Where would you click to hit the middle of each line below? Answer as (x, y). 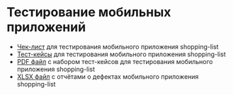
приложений (46, 27)
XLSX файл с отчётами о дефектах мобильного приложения (108, 76)
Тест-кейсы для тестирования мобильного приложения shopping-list (121, 54)
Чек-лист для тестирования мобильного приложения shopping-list (118, 46)
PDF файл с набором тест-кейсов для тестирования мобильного (115, 61)
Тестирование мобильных (89, 12)
